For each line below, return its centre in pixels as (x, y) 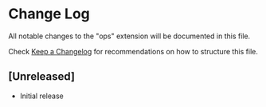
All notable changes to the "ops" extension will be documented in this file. (129, 36)
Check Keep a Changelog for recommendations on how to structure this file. (133, 51)
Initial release (41, 96)
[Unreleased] (42, 77)
